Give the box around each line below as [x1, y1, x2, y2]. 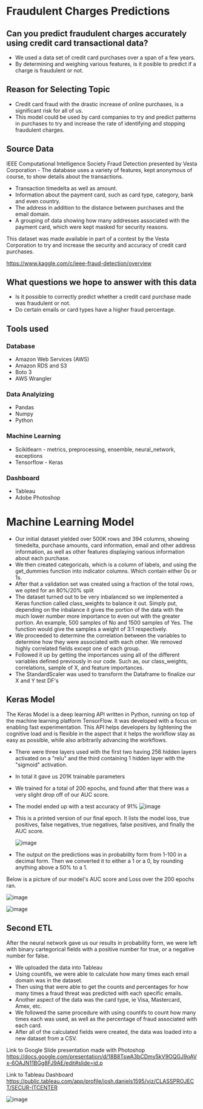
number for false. [6, 952, 50, 959]
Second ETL [6, 923, 53, 933]
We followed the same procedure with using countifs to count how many [15, 1008, 196, 1016]
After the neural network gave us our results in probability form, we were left [6, 939, 198, 947]
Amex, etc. [15, 1002, 42, 1010]
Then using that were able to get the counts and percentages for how [15, 983, 189, 990]
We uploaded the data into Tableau [15, 963, 103, 971]
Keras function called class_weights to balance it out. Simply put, [15, 599, 178, 607]
